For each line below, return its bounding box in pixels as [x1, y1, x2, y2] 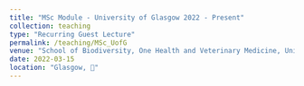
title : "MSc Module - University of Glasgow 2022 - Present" [9, 13, 245, 22]
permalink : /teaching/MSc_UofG [9, 38, 128, 47]
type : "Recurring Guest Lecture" [9, 30, 136, 39]
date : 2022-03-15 [9, 55, 75, 64]
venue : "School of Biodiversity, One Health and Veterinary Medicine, [9, 47, 281, 56]
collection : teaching [9, 21, 91, 30]
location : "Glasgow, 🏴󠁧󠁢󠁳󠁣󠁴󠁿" [9, 64, 100, 73]
